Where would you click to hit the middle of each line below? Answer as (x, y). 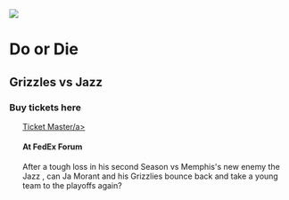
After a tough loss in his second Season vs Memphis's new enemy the (151, 167)
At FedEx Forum (52, 147)
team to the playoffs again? (72, 186)
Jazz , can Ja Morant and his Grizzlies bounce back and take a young (150, 176)
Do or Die (44, 49)
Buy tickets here (45, 108)
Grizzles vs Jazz (56, 82)
